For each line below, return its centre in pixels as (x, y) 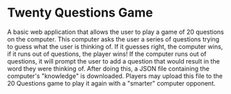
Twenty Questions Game (80, 13)
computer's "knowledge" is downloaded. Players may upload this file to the (115, 76)
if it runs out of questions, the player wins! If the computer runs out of (107, 54)
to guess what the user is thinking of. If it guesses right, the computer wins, (115, 46)
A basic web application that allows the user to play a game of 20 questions (115, 32)
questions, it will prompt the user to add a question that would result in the (114, 61)
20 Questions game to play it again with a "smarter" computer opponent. (111, 83)
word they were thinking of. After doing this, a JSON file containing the (109, 68)
